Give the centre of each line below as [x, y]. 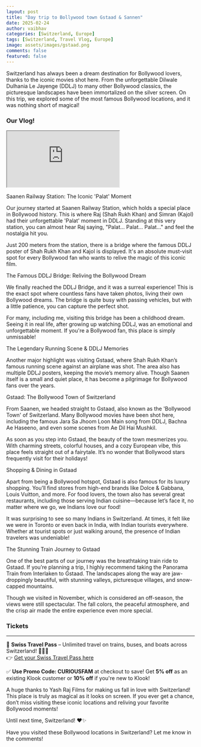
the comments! [25, 739]
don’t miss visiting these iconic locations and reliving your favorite [88, 703]
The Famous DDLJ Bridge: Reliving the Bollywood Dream [76, 275]
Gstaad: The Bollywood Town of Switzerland [61, 397]
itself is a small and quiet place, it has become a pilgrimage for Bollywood [97, 379]
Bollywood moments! [32, 709]
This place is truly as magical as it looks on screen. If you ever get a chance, [100, 696]
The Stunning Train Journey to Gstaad [53, 549]
